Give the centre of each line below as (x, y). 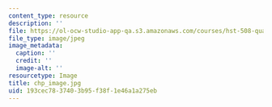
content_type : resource (49, 16)
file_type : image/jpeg (47, 38)
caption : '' (36, 53)
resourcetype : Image (43, 76)
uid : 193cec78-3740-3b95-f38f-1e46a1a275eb (83, 91)
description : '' (36, 23)
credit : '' (34, 61)
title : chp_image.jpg (45, 83)
